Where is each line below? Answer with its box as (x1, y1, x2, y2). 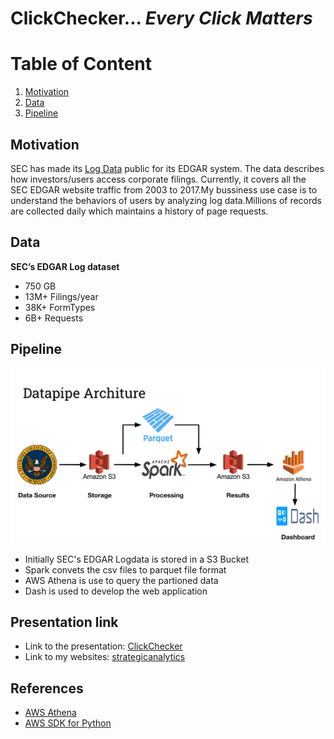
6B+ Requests (24, 312, 84, 324)
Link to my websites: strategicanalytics (24, 651, 186, 663)
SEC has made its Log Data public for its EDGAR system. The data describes (10, 162, 325, 174)
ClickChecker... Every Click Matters (10, 7, 313, 30)
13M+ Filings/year (24, 290, 99, 302)
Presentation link (10, 614, 119, 631)
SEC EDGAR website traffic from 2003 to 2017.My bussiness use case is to (10, 183, 318, 196)
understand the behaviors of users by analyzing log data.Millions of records (10, 194, 322, 206)
